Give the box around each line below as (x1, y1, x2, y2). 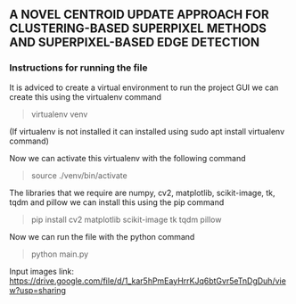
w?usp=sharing (9, 284, 67, 295)
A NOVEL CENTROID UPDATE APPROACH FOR (9, 7, 269, 22)
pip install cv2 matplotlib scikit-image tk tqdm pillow (30, 214, 222, 225)
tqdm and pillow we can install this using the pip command (9, 196, 225, 208)
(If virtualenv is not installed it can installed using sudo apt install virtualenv (9, 126, 285, 136)
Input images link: (9, 266, 74, 276)
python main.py (30, 249, 89, 259)
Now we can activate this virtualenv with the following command (9, 152, 247, 163)
